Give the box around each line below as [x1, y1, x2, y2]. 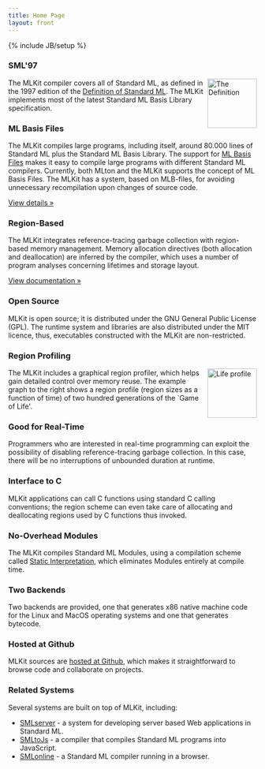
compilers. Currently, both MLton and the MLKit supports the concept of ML [8, 166, 255, 176]
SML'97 [8, 60, 38, 71]
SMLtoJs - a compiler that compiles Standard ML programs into [19, 734, 226, 744]
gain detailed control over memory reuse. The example [8, 376, 187, 386]
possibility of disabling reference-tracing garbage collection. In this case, [8, 447, 246, 457]
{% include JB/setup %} [8, 40, 87, 50]
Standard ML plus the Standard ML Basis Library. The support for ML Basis [8, 149, 252, 159]
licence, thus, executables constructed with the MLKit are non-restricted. [8, 330, 246, 340]
